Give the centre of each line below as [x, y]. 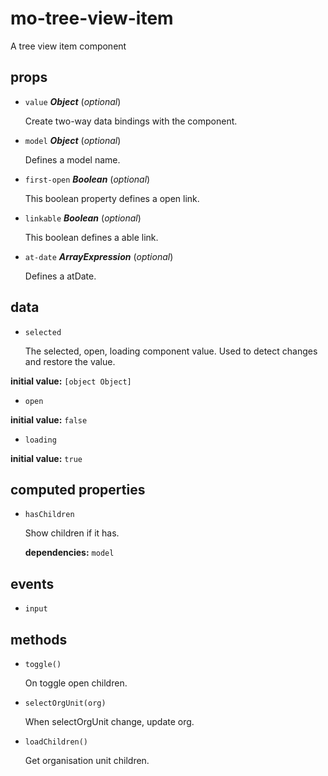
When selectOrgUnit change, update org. [109, 721]
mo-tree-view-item [92, 18]
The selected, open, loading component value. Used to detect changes [171, 351]
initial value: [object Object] [71, 381]
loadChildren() [56, 742]
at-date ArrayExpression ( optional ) [99, 256]
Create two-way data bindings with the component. [131, 121]
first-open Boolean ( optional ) [87, 179]
